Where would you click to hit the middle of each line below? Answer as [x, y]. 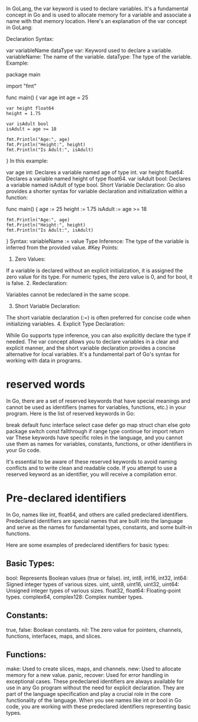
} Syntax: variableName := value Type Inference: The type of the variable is [98, 241]
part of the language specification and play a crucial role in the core [89, 694]
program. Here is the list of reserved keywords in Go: [71, 413]
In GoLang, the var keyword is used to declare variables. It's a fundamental [97, 9]
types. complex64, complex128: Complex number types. [75, 597]
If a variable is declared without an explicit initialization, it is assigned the [95, 270]
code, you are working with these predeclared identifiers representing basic [98, 707]
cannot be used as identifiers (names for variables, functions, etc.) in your [96, 407]
